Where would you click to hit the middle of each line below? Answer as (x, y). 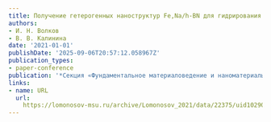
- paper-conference (41, 68)
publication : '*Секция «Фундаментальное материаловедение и (112, 75)
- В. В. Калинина (38, 38)
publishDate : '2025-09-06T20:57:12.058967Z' (84, 53)
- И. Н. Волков (34, 31)
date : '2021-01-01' (41, 46)
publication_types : (41, 61)
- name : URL (28, 90)
